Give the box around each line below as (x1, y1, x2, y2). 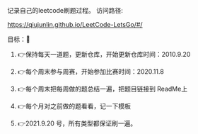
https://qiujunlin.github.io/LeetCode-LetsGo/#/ (7, 21, 143, 28)
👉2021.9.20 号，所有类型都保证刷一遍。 (17, 119, 137, 128)
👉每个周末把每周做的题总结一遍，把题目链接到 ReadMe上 (17, 84, 188, 93)
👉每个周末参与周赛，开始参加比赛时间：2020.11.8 (17, 67, 164, 76)
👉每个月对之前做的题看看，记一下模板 (17, 102, 131, 110)
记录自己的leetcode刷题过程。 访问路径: (7, 6, 124, 14)
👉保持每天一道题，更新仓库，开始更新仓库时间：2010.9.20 (17, 50, 191, 58)
